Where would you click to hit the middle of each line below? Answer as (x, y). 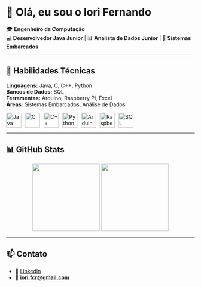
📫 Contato (27, 254)
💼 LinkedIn (28, 271)
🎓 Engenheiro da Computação (45, 29)
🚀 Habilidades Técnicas (51, 71)
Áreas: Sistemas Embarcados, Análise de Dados (66, 104)
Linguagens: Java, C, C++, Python (49, 85)
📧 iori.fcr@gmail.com (42, 277)
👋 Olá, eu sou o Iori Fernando (79, 12)
